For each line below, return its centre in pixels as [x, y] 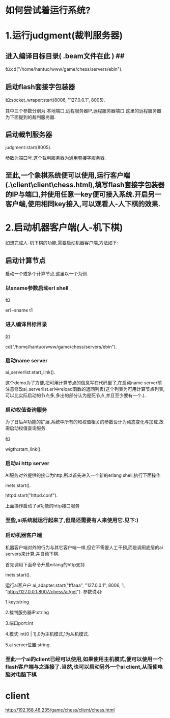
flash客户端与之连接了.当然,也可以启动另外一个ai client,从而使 [81, 667]
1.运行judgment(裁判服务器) [64, 36]
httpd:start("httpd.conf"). [32, 495]
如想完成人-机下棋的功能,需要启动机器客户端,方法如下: [62, 243]
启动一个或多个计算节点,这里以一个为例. [47, 273]
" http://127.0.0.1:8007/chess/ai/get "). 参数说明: [54, 591]
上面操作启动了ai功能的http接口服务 [42, 506]
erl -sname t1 [19, 310]
